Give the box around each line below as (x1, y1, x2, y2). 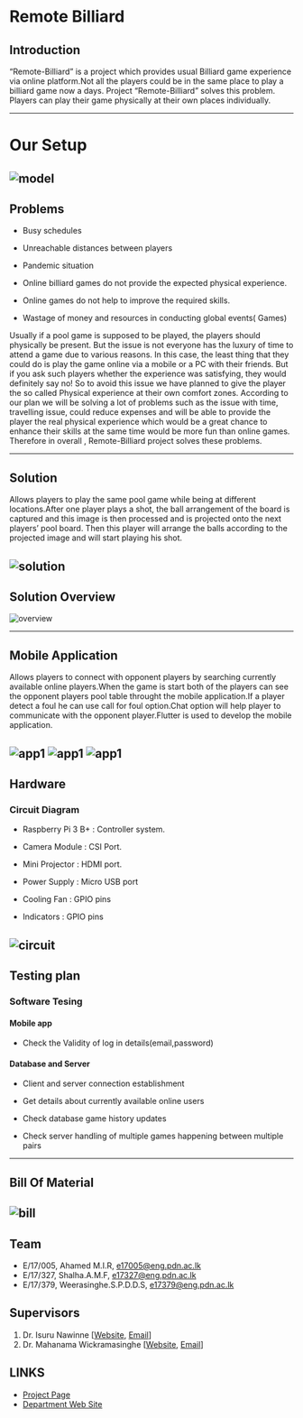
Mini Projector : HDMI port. (22, 859, 123, 870)
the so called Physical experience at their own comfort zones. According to (9, 388, 289, 399)
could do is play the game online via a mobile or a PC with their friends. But (9, 359, 289, 370)
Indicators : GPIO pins (22, 911, 104, 922)
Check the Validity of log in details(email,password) (22, 1037, 214, 1048)
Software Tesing (9, 995, 83, 1008)
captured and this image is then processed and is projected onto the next (9, 513, 282, 524)
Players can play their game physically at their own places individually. (9, 95, 271, 106)
